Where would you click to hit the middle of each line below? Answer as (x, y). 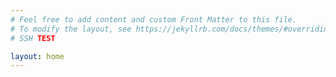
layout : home (37, 56)
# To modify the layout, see (71, 29)
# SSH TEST (33, 38)
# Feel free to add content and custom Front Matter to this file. (154, 19)
